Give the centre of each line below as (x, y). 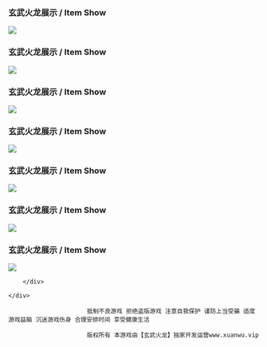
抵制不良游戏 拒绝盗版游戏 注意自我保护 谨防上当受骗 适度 (171, 312)
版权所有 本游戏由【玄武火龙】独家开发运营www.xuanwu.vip (173, 335)
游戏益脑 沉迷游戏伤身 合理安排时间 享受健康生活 (79, 320)
